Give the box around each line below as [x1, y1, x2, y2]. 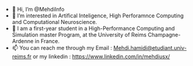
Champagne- [147, 31, 181, 38]
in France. [34, 38, 60, 44]
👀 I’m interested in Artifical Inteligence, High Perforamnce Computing [11, 12, 184, 19]
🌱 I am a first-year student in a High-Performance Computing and [11, 25, 175, 32]
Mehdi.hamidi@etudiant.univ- [113, 44, 187, 51]
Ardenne [11, 38, 34, 44]
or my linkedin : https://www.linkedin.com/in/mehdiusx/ [33, 53, 170, 60]
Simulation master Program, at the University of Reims [11, 31, 147, 38]
